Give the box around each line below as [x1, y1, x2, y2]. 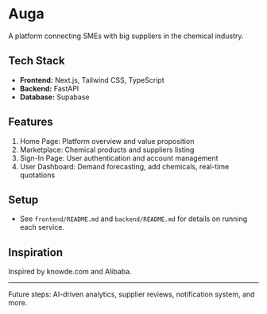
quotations [19, 170, 56, 180]
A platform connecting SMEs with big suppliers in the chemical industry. [8, 31, 244, 41]
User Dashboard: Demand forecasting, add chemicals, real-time [19, 161, 230, 171]
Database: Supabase [19, 92, 90, 102]
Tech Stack [8, 54, 65, 68]
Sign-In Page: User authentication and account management [19, 153, 219, 163]
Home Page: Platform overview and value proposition [19, 136, 195, 145]
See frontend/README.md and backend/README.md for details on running [19, 214, 248, 223]
